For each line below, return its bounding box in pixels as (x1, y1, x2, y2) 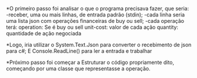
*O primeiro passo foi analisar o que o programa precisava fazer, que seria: (6, 5, 189, 12)
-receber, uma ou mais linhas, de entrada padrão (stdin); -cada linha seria (6, 11, 185, 18)
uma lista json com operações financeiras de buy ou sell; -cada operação (6, 18, 184, 24)
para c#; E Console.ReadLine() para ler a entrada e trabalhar (6, 48, 152, 55)
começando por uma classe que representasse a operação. (6, 65, 151, 72)
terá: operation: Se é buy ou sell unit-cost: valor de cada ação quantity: (6, 23, 178, 30)
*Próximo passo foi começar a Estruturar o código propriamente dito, (6, 59, 175, 66)
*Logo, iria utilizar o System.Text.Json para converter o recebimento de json (6, 41, 192, 48)
